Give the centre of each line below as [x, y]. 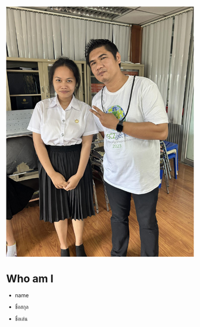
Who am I [30, 279]
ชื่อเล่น [21, 319]
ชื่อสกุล [21, 307]
